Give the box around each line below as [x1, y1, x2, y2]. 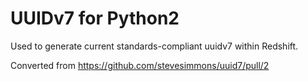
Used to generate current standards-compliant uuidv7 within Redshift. [10, 40, 299, 52]
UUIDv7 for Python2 [10, 7, 180, 30]
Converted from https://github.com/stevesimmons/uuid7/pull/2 [10, 59, 270, 71]
